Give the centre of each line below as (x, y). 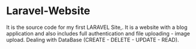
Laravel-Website (48, 11)
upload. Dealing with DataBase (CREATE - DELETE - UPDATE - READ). (93, 40)
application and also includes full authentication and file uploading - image (98, 33)
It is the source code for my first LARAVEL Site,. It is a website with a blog (97, 27)
